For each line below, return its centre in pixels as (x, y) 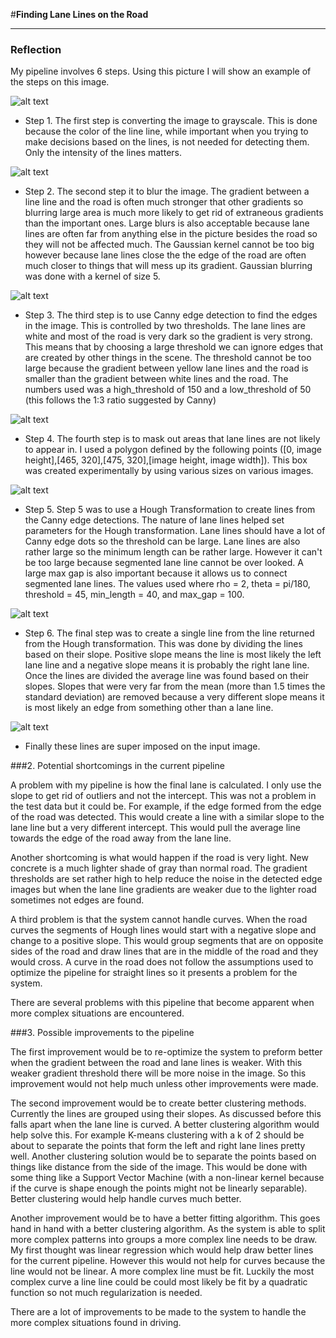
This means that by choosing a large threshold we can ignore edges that (174, 347)
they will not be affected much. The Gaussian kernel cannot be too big (169, 245)
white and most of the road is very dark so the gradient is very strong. (168, 336)
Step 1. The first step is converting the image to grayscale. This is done (171, 121)
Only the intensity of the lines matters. (103, 153)
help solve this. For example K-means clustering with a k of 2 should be (157, 1135)
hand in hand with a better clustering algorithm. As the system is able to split (168, 1229)
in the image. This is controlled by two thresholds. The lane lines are (165, 326)
